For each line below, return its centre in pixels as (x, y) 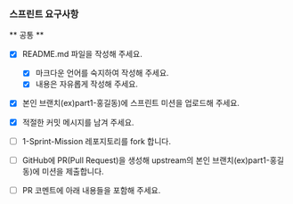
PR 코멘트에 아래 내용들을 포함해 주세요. (91, 190)
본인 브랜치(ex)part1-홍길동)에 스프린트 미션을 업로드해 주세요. (131, 103)
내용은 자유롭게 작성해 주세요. (86, 84)
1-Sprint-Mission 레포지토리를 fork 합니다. (97, 141)
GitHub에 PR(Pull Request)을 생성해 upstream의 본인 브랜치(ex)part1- (146, 160)
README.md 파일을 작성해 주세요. (82, 54)
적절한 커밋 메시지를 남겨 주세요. (78, 122)
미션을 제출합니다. (73, 171)
